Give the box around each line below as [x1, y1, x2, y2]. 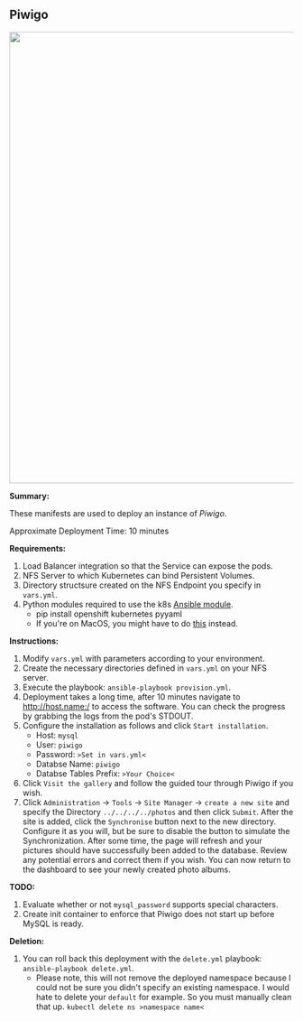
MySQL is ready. [22, 918, 84, 929]
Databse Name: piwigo [35, 758, 120, 769]
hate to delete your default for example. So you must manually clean [35, 991, 292, 1002]
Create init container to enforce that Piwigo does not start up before [22, 908, 275, 919]
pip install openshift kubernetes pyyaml [35, 608, 183, 619]
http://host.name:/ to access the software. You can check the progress [22, 701, 286, 711]
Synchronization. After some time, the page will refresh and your [22, 835, 263, 846]
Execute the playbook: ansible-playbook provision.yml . [22, 682, 232, 692]
